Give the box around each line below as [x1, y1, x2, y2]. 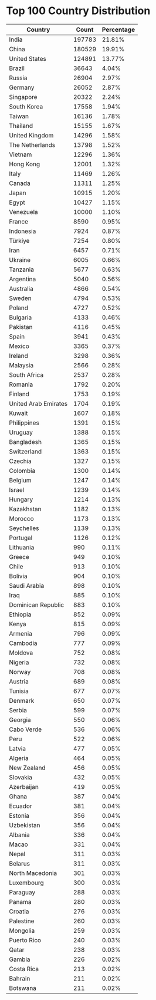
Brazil [9, 64, 25, 72]
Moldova [9, 649, 33, 657]
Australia [9, 284, 33, 292]
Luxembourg [9, 879, 44, 887]
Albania [9, 830, 30, 838]
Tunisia [9, 687, 29, 695]
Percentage [101, 25, 135, 34]
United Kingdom [9, 131, 54, 139]
